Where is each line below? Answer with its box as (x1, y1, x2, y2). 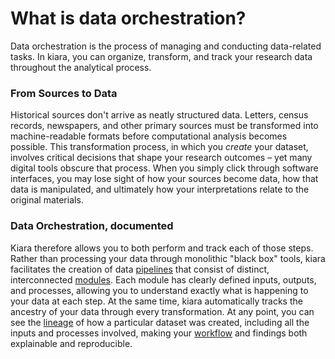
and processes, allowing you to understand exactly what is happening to (10, 284, 309, 296)
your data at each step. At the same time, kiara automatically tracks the (10, 295, 303, 307)
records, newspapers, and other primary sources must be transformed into (10, 120, 319, 132)
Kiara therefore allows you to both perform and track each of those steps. (10, 242, 314, 254)
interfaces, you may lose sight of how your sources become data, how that (10, 173, 319, 185)
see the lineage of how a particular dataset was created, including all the (10, 316, 310, 328)
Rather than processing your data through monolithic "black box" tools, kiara (10, 252, 326, 264)
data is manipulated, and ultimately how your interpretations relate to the (10, 183, 310, 196)
